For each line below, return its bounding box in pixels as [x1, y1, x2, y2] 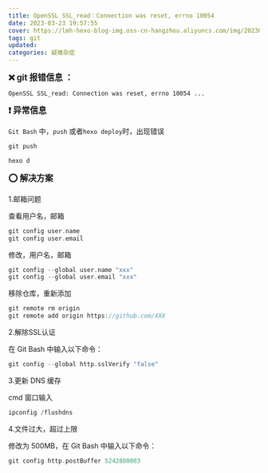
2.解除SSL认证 [8, 328, 56, 337]
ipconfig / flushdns [8, 408, 73, 416]
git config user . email [8, 235, 84, 242]
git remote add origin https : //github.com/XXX [8, 312, 166, 320]
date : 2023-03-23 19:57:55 [8, 19, 98, 27]
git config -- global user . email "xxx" [8, 273, 137, 282]
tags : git [8, 34, 41, 42]
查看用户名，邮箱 [8, 211, 65, 220]
